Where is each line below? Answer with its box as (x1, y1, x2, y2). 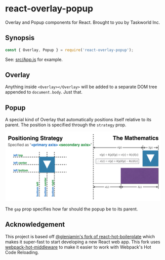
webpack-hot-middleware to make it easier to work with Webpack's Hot (5, 244, 152, 250)
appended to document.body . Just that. (5, 89, 83, 95)
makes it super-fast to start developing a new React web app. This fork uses (5, 239, 161, 245)
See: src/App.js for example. (5, 56, 63, 62)
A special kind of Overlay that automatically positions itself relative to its (5, 117, 152, 123)
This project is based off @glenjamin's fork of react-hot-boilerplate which (5, 233, 155, 239)
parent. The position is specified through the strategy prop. (5, 122, 126, 128)
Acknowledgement (5, 220, 65, 229)
